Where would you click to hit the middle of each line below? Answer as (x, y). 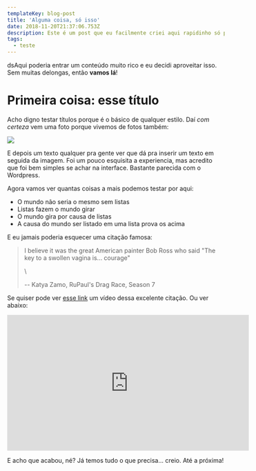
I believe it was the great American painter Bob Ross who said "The (120, 250)
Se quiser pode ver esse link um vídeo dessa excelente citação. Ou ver (108, 298)
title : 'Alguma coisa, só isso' (53, 20)
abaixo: (18, 305)
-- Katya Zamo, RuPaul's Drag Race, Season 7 (89, 284)
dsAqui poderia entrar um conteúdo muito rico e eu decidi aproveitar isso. (112, 65)
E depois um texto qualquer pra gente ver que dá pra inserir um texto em (110, 153)
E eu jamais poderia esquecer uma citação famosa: (80, 237)
